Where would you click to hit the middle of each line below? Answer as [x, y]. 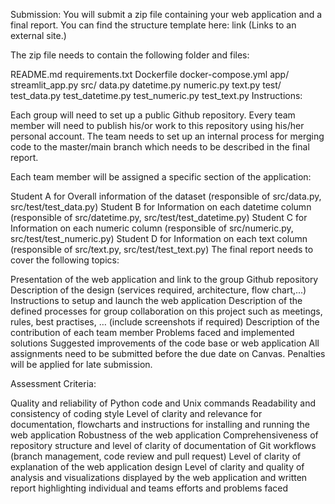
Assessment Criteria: [53, 383]
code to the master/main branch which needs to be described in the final [160, 147]
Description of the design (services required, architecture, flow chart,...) [158, 290]
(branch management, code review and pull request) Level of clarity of [156, 456]
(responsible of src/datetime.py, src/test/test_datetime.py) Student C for [159, 217]
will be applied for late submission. [81, 364]
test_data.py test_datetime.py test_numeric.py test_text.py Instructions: [156, 95]
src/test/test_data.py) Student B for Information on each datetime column [161, 207]
